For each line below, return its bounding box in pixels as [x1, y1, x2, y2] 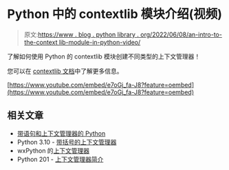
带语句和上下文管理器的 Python [17, 129, 106, 138]
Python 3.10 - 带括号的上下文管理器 [17, 138, 117, 146]
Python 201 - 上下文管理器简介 [17, 155, 104, 163]
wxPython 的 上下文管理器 [17, 146, 90, 155]
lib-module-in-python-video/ [58, 38, 141, 46]
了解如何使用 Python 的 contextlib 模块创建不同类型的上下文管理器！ [7, 52, 201, 61]
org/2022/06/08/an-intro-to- [140, 30, 222, 39]
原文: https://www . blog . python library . [23, 30, 140, 39]
